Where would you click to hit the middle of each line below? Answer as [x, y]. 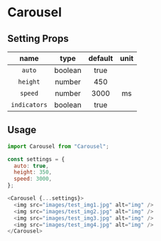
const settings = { [36, 159]
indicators [29, 105]
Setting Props [38, 39]
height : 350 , [33, 172]
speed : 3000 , [33, 179]
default [101, 58]
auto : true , [32, 166]
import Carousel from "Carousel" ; [59, 146]
